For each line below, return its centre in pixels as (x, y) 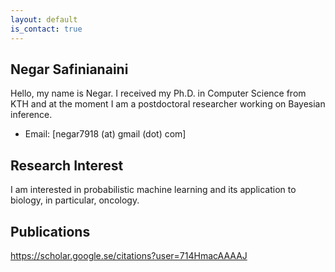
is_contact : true (46, 29)
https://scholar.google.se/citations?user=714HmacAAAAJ (129, 255)
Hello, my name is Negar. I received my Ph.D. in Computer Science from (158, 93)
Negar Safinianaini (69, 69)
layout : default (44, 19)
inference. (31, 115)
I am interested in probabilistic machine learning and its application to (153, 190)
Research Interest (67, 165)
